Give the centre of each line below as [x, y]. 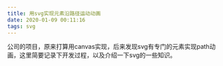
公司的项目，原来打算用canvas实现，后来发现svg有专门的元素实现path [109, 47]
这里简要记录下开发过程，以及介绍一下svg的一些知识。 [98, 55]
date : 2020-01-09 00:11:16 [46, 20]
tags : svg [22, 26]
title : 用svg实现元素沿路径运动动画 [54, 13]
